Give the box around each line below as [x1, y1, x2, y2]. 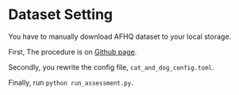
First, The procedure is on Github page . [8, 47, 137, 56]
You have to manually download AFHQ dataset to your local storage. [8, 32, 232, 41]
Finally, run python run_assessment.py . [8, 78, 133, 87]
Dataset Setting [8, 6, 114, 24]
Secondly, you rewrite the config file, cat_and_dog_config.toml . [8, 62, 214, 72]
